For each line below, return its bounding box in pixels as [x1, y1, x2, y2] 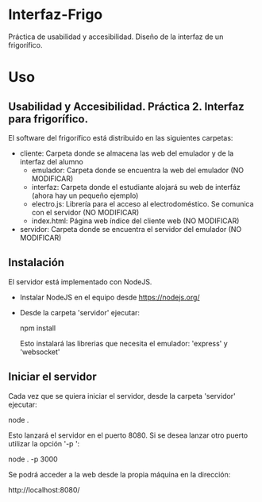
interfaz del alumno [19, 156, 83, 166]
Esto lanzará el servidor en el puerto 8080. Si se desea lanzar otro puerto [8, 431, 249, 440]
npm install [19, 323, 56, 333]
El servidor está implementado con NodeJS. [8, 276, 152, 287]
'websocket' [19, 347, 61, 357]
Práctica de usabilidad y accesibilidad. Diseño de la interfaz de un [8, 32, 224, 41]
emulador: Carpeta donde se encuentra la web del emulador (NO [31, 165, 245, 175]
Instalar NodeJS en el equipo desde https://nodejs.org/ [19, 292, 200, 302]
